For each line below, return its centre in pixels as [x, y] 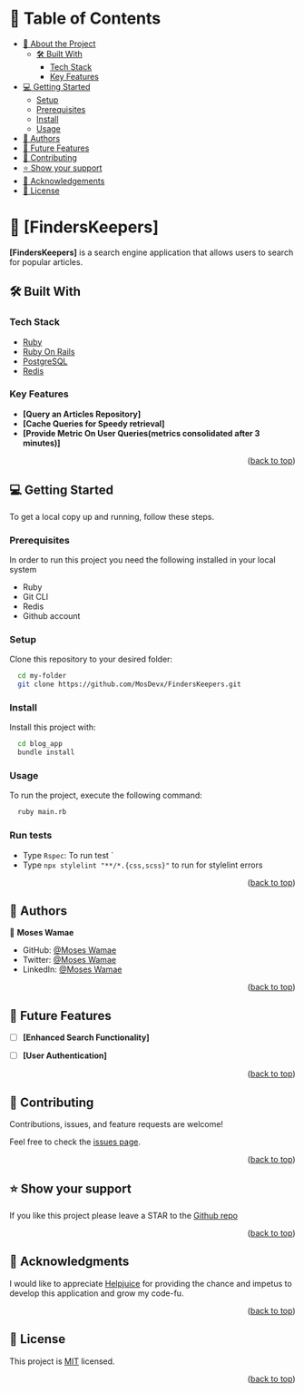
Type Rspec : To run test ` [68, 855]
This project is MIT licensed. [62, 1361]
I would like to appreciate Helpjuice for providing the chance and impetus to [151, 1283]
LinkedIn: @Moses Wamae [72, 969]
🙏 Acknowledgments [69, 1262]
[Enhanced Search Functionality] [86, 1037]
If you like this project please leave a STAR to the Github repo [124, 1215]
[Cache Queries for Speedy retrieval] [93, 423]
